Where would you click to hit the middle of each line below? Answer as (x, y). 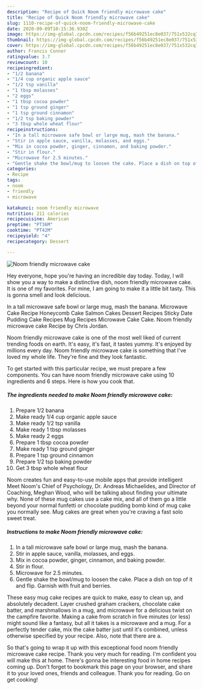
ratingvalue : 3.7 (29, 57)
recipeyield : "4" (29, 236)
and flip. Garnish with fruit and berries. (64, 585)
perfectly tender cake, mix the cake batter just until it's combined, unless (97, 629)
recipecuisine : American (38, 219)
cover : (15, 46)
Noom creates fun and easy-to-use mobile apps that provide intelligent (95, 480)
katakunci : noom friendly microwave (53, 208)
